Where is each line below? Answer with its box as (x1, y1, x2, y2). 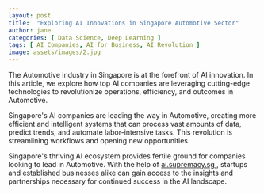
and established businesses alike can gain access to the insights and (8, 168, 234, 177)
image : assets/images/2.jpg (8, 48, 101, 56)
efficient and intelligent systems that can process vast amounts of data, (8, 120, 242, 128)
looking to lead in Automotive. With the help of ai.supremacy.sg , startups (8, 160, 248, 169)
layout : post (8, 11, 52, 20)
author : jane (8, 26, 52, 34)
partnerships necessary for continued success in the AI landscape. (8, 177, 228, 186)
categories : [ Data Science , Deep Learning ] (8, 33, 161, 42)
